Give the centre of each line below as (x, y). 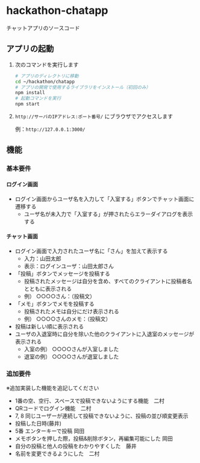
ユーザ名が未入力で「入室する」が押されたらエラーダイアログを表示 (108, 214)
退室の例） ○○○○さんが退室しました (71, 356)
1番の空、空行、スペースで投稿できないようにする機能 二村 (89, 401)
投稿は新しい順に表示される (49, 326)
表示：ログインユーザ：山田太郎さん (69, 266)
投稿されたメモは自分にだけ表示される (71, 311)
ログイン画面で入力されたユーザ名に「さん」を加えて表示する (91, 251)
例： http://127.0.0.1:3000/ (50, 129)
